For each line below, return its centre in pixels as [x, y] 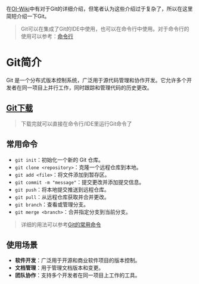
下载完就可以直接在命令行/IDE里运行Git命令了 [76, 123]
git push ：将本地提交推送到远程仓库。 [62, 189]
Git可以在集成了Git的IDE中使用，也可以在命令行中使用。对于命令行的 [105, 29]
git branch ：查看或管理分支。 [52, 204]
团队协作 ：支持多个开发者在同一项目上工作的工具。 [77, 275]
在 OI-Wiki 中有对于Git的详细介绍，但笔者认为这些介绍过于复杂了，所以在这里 [99, 9]
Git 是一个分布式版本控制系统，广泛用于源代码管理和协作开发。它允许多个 [97, 80]
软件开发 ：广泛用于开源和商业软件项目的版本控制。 [77, 260]
